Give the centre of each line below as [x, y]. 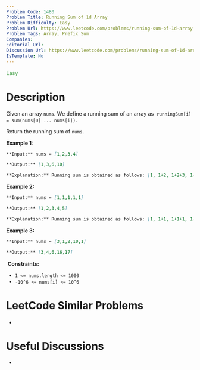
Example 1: [20, 143]
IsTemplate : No [25, 56]
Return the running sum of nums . [45, 131]
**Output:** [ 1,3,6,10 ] [36, 164]
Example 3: [20, 231]
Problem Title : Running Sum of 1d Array [57, 17]
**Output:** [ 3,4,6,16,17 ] [40, 252]
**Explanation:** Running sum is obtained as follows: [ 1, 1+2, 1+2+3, [97, 175]
